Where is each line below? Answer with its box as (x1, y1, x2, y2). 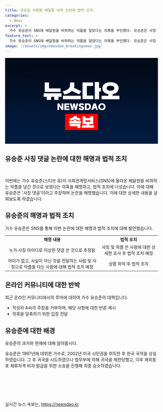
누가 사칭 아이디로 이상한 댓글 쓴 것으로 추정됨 (9, 247, 96, 253)
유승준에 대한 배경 (5, 327, 55, 335)
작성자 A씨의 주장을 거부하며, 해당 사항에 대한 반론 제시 (12, 305, 116, 311)
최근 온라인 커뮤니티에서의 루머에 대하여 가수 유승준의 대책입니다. (5, 295, 129, 300)
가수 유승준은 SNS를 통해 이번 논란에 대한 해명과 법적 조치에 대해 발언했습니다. (5, 225, 154, 231)
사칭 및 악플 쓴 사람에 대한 (101, 244, 151, 250)
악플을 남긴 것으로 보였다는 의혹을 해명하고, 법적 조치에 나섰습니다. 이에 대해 (10, 184, 154, 190)
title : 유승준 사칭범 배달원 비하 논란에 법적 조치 (5, 8, 93, 13)
